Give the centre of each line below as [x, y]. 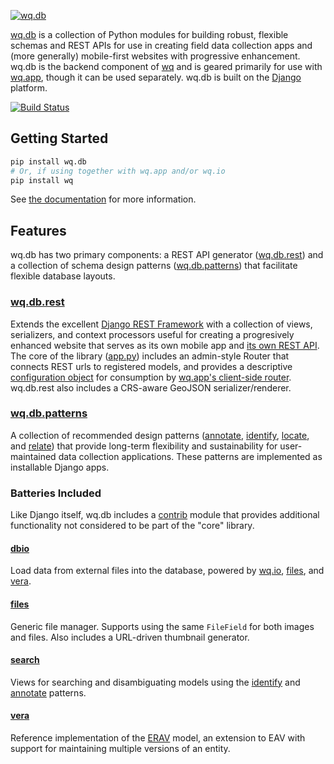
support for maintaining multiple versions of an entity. [120, 748]
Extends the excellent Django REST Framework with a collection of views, [161, 324]
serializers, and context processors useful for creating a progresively [152, 334]
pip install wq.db [48, 161]
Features [38, 230]
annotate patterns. [48, 692]
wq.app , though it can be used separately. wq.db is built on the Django [156, 77]
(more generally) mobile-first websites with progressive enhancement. [155, 56]
